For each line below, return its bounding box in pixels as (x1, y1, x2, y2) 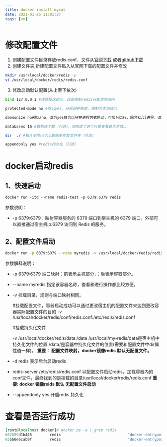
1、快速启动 (5, 181, 41, 190)
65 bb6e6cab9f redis (5, 437, 61, 442)
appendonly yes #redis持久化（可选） (5, 142, 78, 147)
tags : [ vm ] (5, 16, 28, 21)
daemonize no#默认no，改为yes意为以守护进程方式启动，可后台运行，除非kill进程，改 (5, 115, 162, 120)
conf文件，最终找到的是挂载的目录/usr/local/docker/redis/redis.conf (12, 374, 152, 380)
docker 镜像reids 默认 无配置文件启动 (19, 381, 96, 387)
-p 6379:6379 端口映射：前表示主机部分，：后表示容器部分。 (12, 271, 136, 277)
